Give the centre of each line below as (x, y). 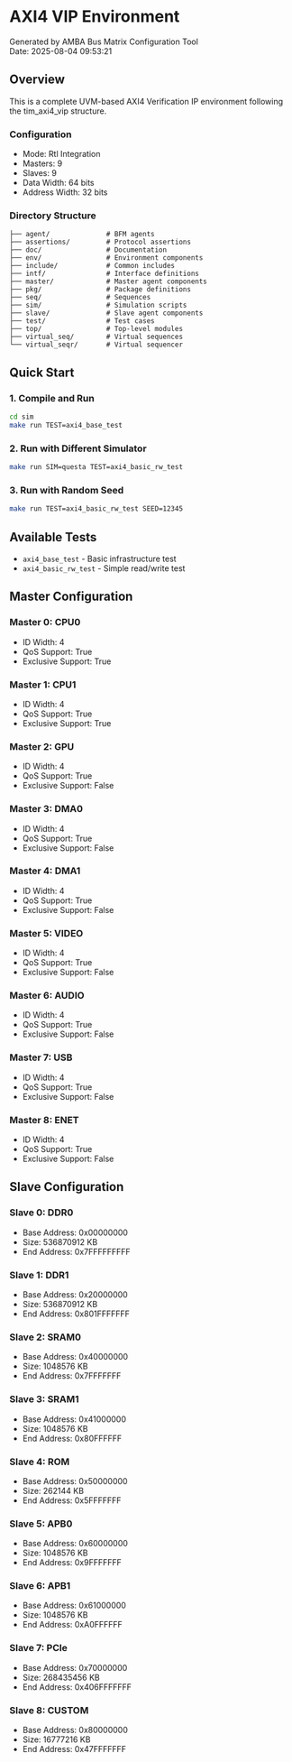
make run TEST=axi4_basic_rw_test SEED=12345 (96, 509)
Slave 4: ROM (40, 1462)
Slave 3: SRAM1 (44, 1399)
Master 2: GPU (42, 746)
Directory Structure (53, 216)
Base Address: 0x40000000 (75, 1357)
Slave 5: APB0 (41, 1524)
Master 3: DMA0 (46, 809)
